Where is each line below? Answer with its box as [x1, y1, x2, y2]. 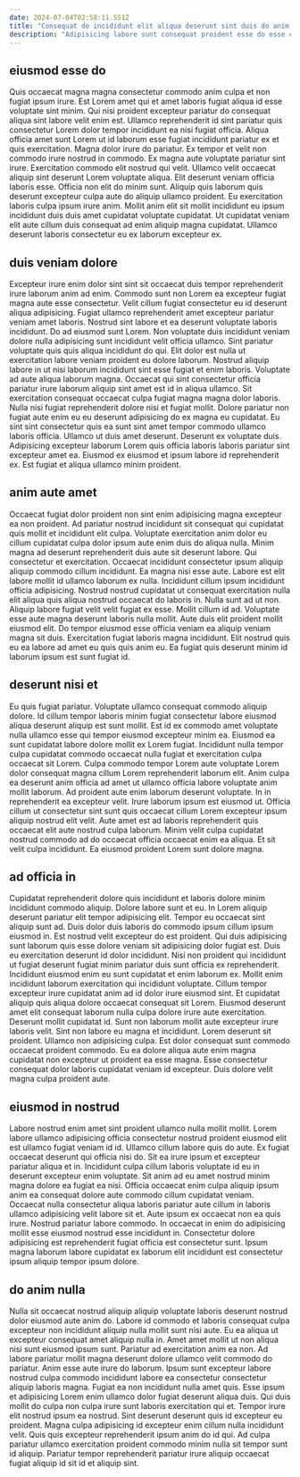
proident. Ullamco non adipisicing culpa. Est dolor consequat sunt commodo [9, 1035, 290, 1046]
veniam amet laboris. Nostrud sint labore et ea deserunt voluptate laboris [9, 316, 278, 327]
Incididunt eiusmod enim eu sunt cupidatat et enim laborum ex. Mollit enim [9, 969, 283, 980]
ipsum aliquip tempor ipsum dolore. [9, 1256, 140, 1267]
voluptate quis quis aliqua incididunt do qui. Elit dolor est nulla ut [9, 345, 246, 356]
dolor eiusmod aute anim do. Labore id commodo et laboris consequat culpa [9, 1315, 290, 1326]
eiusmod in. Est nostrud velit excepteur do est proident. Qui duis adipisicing [9, 931, 287, 941]
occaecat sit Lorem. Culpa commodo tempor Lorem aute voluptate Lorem [9, 757, 279, 769]
